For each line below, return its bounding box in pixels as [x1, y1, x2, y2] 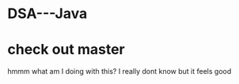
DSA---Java [7, 5, 88, 23]
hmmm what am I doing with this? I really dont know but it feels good [7, 67, 232, 76]
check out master [7, 41, 125, 59]
